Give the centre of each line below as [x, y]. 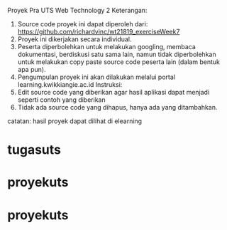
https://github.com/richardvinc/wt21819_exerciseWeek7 [99, 32]
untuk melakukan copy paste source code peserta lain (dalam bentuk [118, 62]
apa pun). [32, 69]
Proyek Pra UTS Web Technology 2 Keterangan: [77, 10]
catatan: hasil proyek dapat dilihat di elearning [75, 121]
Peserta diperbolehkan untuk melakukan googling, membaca [107, 47]
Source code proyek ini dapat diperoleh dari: [83, 24]
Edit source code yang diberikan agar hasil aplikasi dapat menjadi [113, 92]
